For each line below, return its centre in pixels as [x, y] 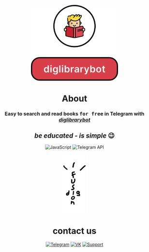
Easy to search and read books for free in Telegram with [74, 114]
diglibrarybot [74, 120]
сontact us [74, 231]
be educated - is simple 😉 [74, 135]
